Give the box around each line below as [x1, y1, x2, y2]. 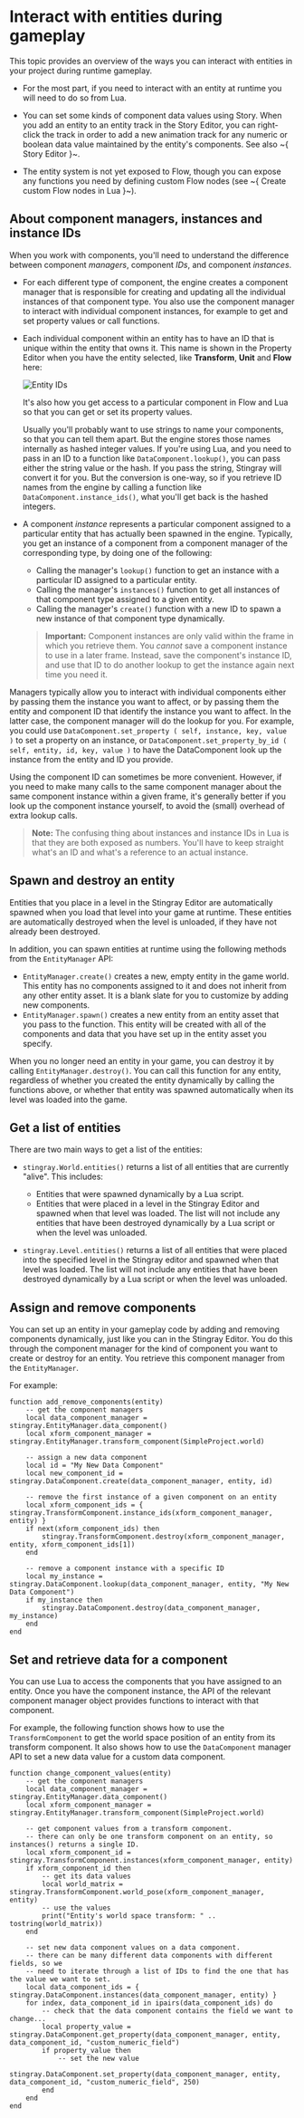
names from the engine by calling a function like [22, 482, 202, 493]
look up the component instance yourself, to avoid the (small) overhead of [9, 800, 285, 811]
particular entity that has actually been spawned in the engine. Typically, [22, 528, 293, 539]
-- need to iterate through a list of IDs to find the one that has [25, 1967, 290, 1976]
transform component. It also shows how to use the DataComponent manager [9, 1741, 291, 1752]
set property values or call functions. [22, 315, 160, 326]
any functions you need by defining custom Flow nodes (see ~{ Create [22, 175, 287, 187]
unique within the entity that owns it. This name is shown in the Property [22, 342, 292, 353]
